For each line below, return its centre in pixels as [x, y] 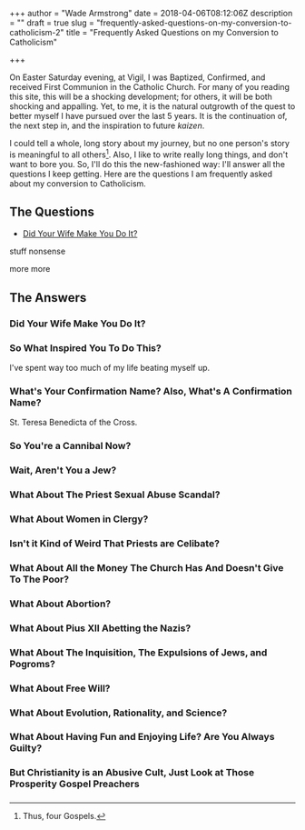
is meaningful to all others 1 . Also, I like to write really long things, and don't [149, 154]
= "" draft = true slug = [52, 23]
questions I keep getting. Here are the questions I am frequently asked [141, 174]
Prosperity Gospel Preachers [74, 784]
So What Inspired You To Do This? [85, 347]
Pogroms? [33, 664]
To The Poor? [39, 579]
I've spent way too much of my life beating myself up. [110, 368]
